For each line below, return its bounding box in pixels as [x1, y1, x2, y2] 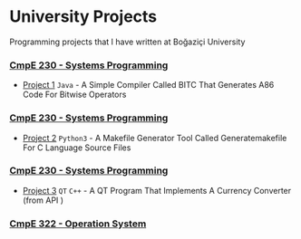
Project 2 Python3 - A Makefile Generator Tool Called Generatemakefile [22, 132, 287, 143]
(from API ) [22, 195, 64, 206]
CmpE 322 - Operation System [9, 217, 147, 230]
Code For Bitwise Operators [22, 89, 127, 100]
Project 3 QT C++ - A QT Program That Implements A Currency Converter [22, 185, 292, 196]
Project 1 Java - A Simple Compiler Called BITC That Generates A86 [22, 80, 275, 91]
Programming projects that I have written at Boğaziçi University [9, 36, 246, 47]
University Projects [9, 6, 158, 27]
